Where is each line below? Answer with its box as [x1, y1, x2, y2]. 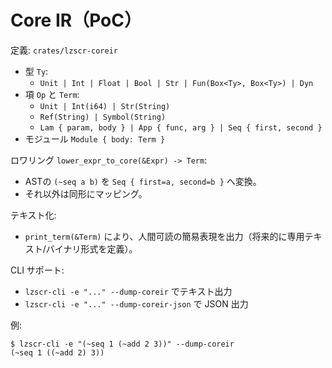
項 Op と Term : [24, 88, 80, 100]
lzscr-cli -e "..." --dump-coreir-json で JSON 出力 [24, 297, 249, 310]
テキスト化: [10, 209, 57, 221]
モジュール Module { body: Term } [24, 132, 166, 145]
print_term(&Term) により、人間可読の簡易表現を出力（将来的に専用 [24, 230, 305, 242]
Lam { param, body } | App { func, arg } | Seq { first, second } [39, 122, 323, 133]
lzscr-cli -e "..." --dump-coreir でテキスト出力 [24, 285, 233, 297]
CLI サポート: [10, 264, 65, 276]
